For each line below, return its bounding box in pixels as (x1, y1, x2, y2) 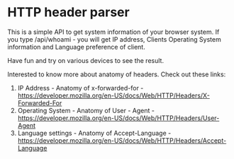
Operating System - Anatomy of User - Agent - (17, 106, 155, 114)
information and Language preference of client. (7, 42, 145, 51)
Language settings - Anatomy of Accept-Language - (17, 129, 172, 137)
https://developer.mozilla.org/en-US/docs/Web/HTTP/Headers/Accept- (17, 136, 227, 145)
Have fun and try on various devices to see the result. (7, 56, 165, 64)
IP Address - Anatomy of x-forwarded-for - (17, 83, 144, 92)
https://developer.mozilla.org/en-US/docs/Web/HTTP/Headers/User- (17, 114, 220, 122)
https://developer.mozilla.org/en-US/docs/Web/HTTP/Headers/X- (17, 91, 211, 100)
